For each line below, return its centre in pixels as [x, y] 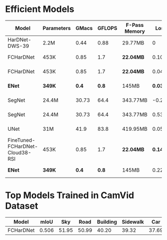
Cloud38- [19, 152]
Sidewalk [133, 222]
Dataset [22, 206]
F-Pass [135, 25]
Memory [135, 31]
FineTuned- [22, 140]
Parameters [57, 28]
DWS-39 [18, 46]
